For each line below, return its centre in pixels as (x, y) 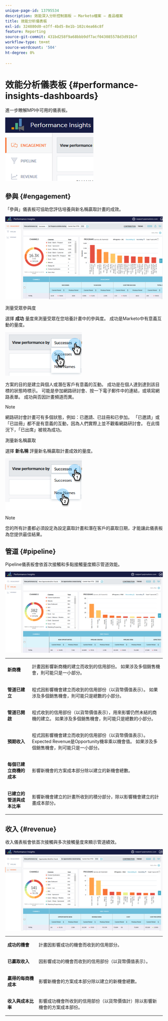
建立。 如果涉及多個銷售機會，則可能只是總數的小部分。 (98, 718)
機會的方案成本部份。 (61, 1007)
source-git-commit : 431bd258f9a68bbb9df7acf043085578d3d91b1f (71, 37)
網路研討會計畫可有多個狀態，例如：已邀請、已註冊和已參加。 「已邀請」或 (82, 417)
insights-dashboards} (52, 96)
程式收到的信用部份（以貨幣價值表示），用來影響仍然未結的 (92, 712)
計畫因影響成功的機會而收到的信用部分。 (80, 945)
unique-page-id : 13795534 (32, 10)
